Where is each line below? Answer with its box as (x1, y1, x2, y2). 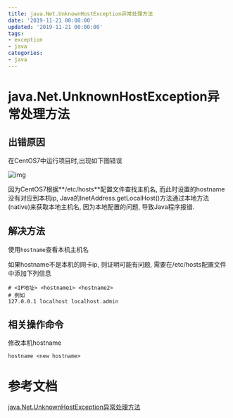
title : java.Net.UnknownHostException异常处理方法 (8, 10, 153, 18)
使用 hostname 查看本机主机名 (8, 245, 89, 253)
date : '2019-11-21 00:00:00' (8, 17, 94, 24)
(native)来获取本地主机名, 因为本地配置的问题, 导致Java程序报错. (8, 202, 195, 211)
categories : (8, 50, 43, 57)
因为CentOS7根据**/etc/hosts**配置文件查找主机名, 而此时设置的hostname (8, 184, 225, 194)
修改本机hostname (8, 338, 62, 347)
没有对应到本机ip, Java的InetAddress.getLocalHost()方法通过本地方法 (8, 194, 210, 202)
